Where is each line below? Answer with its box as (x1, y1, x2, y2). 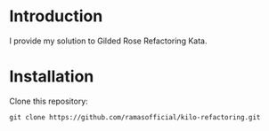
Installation (9, 66, 94, 87)
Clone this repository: (9, 96, 89, 106)
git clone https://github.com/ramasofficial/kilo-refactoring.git (9, 112, 261, 121)
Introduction (9, 6, 103, 27)
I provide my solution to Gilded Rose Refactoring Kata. (9, 35, 208, 46)
